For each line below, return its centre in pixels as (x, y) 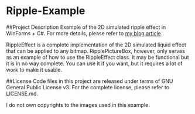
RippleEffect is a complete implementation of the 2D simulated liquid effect (96, 45)
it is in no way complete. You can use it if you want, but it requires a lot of (94, 63)
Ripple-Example (46, 11)
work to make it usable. (34, 69)
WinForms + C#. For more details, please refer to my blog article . (84, 33)
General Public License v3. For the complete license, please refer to (88, 87)
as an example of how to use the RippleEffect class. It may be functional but (97, 57)
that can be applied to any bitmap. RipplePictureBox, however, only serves (96, 51)
